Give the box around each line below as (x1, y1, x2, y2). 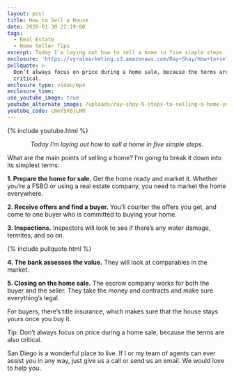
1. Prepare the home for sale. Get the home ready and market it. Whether (7, 174, 218, 183)
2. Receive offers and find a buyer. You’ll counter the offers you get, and (7, 203, 217, 211)
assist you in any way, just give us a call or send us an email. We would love (7, 356, 225, 364)
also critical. (7, 335, 42, 343)
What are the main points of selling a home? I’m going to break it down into (7, 153, 221, 162)
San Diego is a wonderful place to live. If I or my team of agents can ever (7, 349, 216, 357)
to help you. (7, 364, 42, 372)
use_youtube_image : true (7, 95, 79, 102)
